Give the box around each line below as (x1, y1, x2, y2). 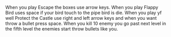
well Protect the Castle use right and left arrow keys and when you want (5, 15, 157, 21)
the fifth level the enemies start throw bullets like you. (5, 26, 118, 32)
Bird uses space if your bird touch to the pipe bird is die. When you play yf (5, 10, 162, 16)
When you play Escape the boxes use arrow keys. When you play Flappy (5, 5, 159, 10)
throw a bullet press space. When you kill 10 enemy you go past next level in (5, 20, 166, 26)
